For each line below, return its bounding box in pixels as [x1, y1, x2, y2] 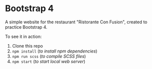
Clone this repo [12, 43, 43, 49]
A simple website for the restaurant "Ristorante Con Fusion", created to [5, 19, 148, 25]
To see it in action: [5, 34, 42, 39]
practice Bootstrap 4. [5, 24, 48, 30]
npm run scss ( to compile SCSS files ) [12, 53, 86, 59]
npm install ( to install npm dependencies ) [12, 48, 97, 54]
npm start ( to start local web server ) [12, 58, 86, 64]
